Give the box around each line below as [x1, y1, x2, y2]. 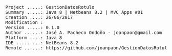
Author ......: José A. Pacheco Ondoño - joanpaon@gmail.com [5, 30, 162, 35]
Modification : [5, 20, 44, 25]
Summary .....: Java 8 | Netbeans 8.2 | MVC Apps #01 [5, 10, 143, 15]
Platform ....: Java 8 [5, 35, 62, 40]
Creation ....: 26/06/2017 [5, 15, 73, 20]
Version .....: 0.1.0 [5, 25, 60, 30]
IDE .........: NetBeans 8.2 [5, 40, 78, 45]
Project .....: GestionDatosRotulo [5, 5, 95, 10]
